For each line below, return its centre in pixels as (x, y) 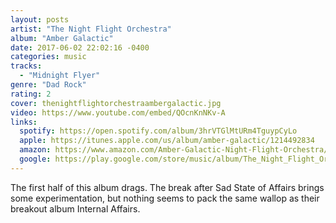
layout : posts (40, 19)
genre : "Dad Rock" (48, 85)
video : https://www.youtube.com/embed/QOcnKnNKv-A (118, 112)
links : (24, 122)
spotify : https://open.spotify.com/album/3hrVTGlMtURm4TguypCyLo (158, 131)
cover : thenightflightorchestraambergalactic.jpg (116, 103)
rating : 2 (31, 94)
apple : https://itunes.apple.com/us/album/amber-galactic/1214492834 (167, 141)
